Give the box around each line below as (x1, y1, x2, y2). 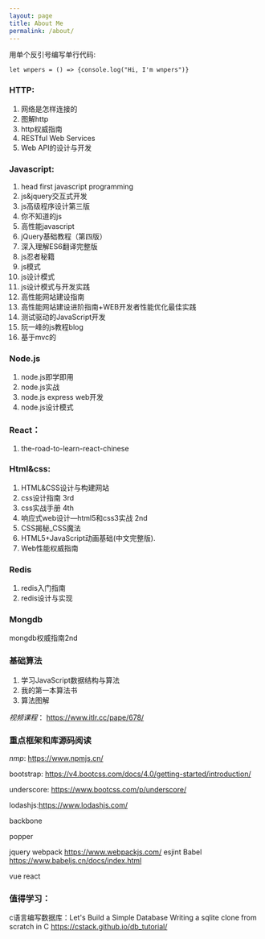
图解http (20, 114, 49, 123)
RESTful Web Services (20, 133, 96, 143)
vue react (9, 871, 41, 881)
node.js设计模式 (20, 402, 75, 412)
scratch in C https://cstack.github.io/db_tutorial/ (9, 922, 168, 932)
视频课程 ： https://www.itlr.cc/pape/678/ (9, 713, 145, 722)
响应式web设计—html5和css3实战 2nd (20, 513, 148, 522)
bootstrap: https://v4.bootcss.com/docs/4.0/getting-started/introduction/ (9, 769, 251, 779)
